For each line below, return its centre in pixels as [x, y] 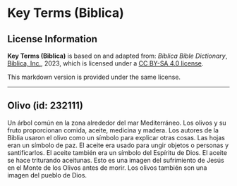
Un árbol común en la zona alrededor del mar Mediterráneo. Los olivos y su [117, 123]
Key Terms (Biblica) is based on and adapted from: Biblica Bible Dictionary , [117, 56]
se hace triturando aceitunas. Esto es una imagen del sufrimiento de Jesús [116, 160]
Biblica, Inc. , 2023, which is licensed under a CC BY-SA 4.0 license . [105, 63]
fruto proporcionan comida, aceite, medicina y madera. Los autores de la [113, 130]
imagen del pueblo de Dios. [47, 175]
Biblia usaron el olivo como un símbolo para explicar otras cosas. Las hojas [116, 137]
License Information [52, 39]
